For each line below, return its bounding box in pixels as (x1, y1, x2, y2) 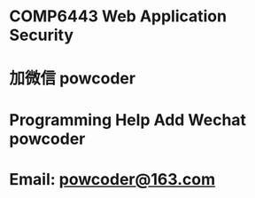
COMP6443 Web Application (9, 6, 228, 27)
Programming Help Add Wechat (9, 109, 246, 130)
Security (9, 25, 73, 45)
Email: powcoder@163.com (9, 169, 215, 189)
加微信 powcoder (9, 68, 135, 89)
